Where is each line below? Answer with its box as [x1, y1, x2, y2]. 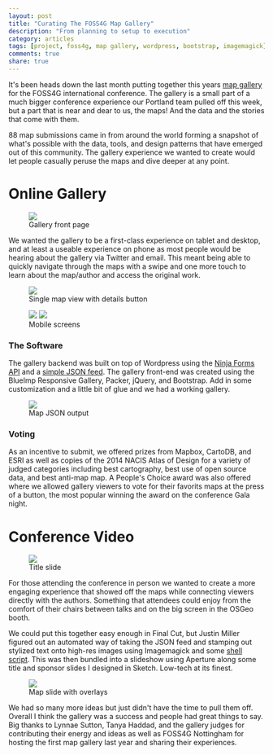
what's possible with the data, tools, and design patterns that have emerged [8, 138, 263, 148]
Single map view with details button [28, 294, 148, 304]
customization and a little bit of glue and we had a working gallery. [8, 384, 231, 394]
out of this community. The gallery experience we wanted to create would [8, 147, 256, 157]
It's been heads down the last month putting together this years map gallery [8, 79, 262, 90]
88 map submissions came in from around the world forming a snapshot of [8, 129, 259, 139]
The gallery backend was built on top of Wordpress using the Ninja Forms [8, 358, 255, 368]
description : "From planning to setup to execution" [8, 27, 191, 35]
